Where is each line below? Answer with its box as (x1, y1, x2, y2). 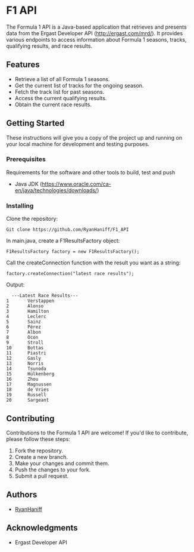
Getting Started (6, 118, 65, 128)
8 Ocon (6, 335, 39, 341)
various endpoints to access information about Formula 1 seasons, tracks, (6, 36, 187, 43)
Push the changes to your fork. (14, 466, 91, 473)
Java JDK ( (14, 180, 42, 187)
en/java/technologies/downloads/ (14, 186, 98, 194)
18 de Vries (6, 387, 49, 393)
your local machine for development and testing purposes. (6, 140, 150, 147)
